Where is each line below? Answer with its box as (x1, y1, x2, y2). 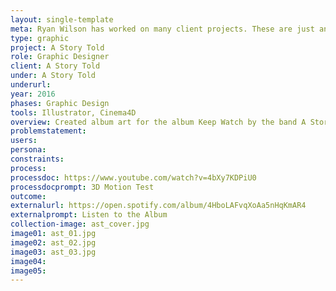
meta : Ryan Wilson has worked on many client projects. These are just (10, 24, 315, 34)
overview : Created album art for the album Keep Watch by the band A (10, 117, 307, 127)
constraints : (10, 154, 65, 164)
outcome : (10, 191, 47, 201)
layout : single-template (10, 14, 114, 25)
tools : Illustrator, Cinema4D (10, 107, 137, 118)
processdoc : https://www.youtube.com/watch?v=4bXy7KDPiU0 (10, 172, 257, 183)
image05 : (10, 266, 47, 276)
